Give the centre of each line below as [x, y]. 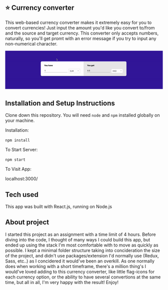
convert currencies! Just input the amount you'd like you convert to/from [80, 28]
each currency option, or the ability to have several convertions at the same [83, 277]
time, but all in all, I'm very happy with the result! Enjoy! [62, 282]
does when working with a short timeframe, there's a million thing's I [76, 266]
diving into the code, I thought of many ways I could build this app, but [78, 239]
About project [27, 222]
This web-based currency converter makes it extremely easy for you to [78, 22]
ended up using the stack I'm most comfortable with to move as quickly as [82, 245]
